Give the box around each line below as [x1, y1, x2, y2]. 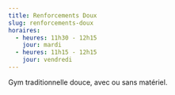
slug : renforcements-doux [8, 19, 93, 27]
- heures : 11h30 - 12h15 [15, 33, 97, 42]
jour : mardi [22, 41, 62, 49]
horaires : [8, 26, 41, 34]
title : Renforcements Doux [8, 11, 97, 20]
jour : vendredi [22, 56, 73, 64]
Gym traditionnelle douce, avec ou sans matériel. [8, 77, 168, 87]
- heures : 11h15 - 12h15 [15, 48, 97, 56]
